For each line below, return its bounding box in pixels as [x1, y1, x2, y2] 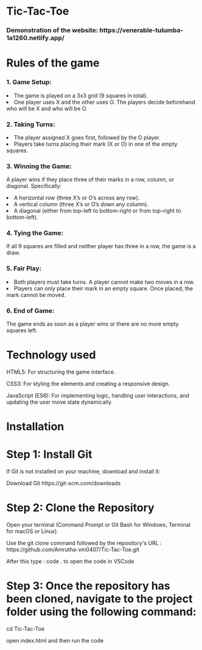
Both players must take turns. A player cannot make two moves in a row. [14, 278, 195, 285]
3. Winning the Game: [6, 162, 72, 170]
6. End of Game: [6, 306, 55, 315]
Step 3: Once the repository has [6, 579, 170, 593]
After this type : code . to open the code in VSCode [6, 558, 134, 565]
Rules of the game [6, 56, 100, 70]
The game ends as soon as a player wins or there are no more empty [6, 320, 179, 327]
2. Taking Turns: [6, 120, 56, 129]
